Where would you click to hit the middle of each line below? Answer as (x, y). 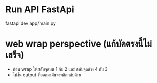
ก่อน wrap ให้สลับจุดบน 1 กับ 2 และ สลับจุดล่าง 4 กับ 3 (60, 69)
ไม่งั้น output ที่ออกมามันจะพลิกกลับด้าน (47, 75)
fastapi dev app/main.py (30, 23)
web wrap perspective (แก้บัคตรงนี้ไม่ (79, 44)
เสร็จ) (15, 55)
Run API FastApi (40, 9)
